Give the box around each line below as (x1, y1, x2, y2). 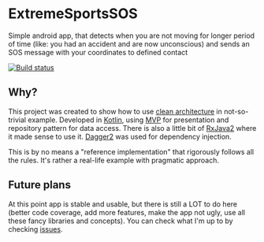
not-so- (223, 106, 249, 116)
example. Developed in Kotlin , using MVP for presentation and (27, 115, 229, 125)
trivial (8, 115, 26, 125)
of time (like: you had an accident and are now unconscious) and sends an (8, 39, 250, 48)
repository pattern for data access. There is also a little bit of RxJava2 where (8, 123, 257, 132)
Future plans (8, 178, 71, 192)
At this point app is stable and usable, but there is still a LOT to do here (8, 199, 238, 209)
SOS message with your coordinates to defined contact (8, 47, 188, 57)
